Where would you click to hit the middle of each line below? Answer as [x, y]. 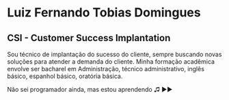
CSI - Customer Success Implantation [89, 38]
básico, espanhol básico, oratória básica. [65, 76]
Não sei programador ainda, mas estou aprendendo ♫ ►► [90, 89]
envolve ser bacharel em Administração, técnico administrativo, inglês [106, 69]
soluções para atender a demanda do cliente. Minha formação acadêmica [111, 62]
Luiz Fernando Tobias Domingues [104, 13]
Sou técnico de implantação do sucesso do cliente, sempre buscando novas [114, 54]
